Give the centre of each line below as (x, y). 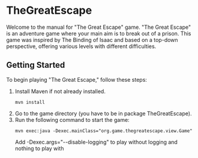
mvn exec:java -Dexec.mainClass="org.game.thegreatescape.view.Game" (104, 131)
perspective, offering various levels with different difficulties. (81, 46)
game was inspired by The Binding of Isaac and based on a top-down (92, 40)
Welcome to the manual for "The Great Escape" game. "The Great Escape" (99, 27)
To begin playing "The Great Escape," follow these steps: (76, 79)
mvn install (30, 102)
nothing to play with (39, 148)
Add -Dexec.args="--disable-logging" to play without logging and (96, 142)
